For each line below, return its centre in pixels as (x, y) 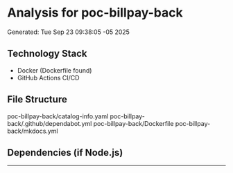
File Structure (37, 99)
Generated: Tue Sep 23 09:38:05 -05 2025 (69, 32)
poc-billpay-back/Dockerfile (133, 123)
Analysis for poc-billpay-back (95, 13)
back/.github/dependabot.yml (50, 123)
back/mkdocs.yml (33, 131)
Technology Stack (47, 54)
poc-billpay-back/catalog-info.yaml (58, 116)
